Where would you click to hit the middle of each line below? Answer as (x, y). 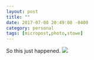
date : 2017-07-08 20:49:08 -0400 (47, 22)
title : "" (18, 17)
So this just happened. (33, 51)
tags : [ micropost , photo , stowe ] (45, 34)
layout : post (22, 11)
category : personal (30, 28)
